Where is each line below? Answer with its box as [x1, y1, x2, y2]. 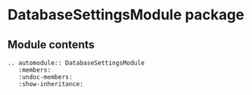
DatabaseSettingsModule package [7, 6, 245, 24]
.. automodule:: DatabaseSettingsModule [7, 59, 146, 67]
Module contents [7, 38, 95, 52]
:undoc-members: [18, 73, 73, 81]
